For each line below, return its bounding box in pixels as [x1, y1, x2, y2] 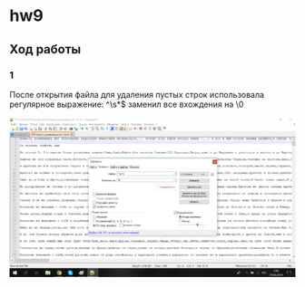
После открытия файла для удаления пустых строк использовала [9, 89, 265, 100]
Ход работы [9, 42, 82, 57]
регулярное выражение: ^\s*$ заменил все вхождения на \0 [9, 99, 244, 110]
